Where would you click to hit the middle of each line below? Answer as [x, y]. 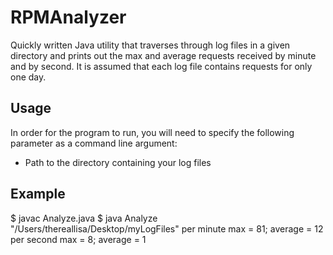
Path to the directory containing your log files [118, 162]
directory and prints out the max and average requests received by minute [163, 55]
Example [38, 194]
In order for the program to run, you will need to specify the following [152, 132]
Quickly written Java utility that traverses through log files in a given [150, 45]
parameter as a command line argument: [94, 143]
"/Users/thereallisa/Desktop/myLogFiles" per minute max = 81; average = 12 [167, 228]
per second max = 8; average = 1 [78, 239]
